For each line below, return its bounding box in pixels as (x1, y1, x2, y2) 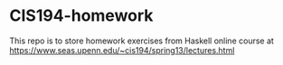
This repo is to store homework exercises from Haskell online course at (9, 35, 274, 46)
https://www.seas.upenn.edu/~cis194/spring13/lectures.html (9, 44, 235, 55)
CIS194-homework (9, 5, 154, 26)
